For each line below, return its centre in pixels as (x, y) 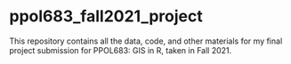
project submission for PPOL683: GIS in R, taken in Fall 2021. (121, 50)
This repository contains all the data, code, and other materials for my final (146, 41)
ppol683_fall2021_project (106, 16)
